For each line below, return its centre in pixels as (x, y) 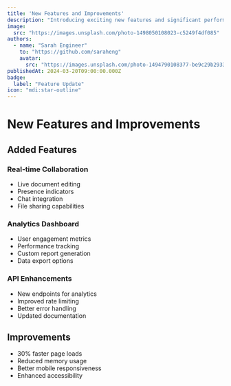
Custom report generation (54, 254)
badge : (16, 77)
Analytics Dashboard (43, 224)
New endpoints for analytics (57, 294)
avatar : (30, 58)
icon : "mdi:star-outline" (44, 90)
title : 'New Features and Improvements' (66, 13)
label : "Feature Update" (49, 84)
